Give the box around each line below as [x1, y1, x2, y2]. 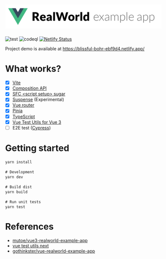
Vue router [12, 102, 35, 108]
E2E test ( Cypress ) [12, 125, 51, 130]
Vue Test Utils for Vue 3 [12, 119, 61, 125]
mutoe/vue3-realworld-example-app [12, 237, 88, 243]
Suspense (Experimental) [12, 97, 65, 103]
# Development [5, 169, 35, 174]
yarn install [5, 159, 32, 164]
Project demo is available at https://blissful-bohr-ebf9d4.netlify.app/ [5, 46, 145, 52]
